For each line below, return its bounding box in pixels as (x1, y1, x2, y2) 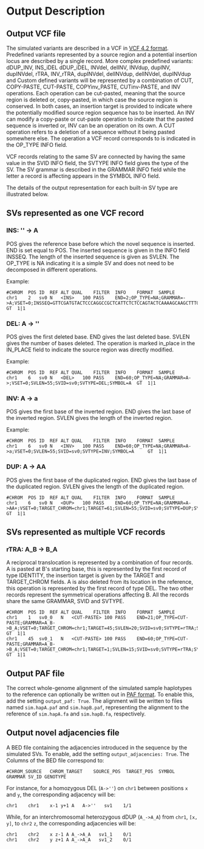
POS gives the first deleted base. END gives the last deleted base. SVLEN (6, 333, 190, 340)
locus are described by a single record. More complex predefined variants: (6, 58, 193, 64)
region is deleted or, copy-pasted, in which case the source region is (6, 96, 178, 103)
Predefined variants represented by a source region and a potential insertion (6, 51, 197, 58)
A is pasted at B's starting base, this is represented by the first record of (6, 566, 187, 573)
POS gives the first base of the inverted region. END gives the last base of (6, 408, 191, 415)
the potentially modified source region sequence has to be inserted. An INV (6, 109, 195, 116)
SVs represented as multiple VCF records (6, 527, 166, 537)
